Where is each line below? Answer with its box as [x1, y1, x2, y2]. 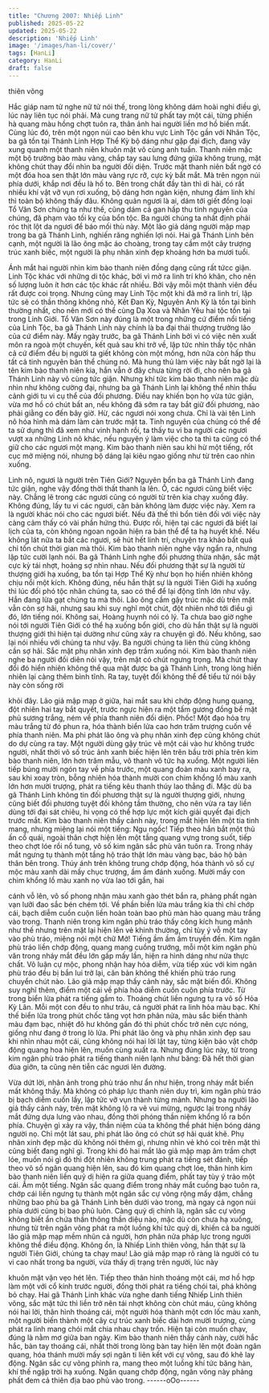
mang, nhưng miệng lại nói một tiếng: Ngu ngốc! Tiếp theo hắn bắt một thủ [8, 824, 255, 834]
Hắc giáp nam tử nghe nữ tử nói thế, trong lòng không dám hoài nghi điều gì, [8, 101, 261, 111]
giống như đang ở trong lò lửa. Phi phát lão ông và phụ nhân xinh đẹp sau [8, 1028, 251, 1037]
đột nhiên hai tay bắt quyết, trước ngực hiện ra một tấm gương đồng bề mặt [8, 704, 258, 714]
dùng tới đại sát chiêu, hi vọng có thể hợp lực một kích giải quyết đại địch [8, 806, 251, 817]
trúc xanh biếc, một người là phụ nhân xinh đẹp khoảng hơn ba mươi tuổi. [8, 247, 251, 257]
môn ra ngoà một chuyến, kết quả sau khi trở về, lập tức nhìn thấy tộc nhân [8, 340, 256, 349]
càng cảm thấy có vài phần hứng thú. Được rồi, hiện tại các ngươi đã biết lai [8, 517, 259, 527]
